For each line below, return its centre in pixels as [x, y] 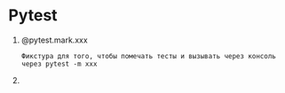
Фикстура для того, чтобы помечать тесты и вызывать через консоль [148, 56]
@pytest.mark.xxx [54, 40]
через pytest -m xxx [59, 64]
